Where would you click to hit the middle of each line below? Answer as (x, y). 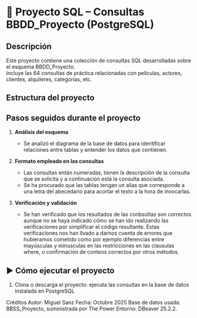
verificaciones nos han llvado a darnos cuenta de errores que (98, 233)
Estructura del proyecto (51, 98)
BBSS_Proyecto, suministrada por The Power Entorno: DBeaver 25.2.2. (92, 309)
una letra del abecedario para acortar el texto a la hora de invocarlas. (107, 192)
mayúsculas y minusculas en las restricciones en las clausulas (99, 246)
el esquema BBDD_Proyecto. (41, 67)
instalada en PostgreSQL (44, 291)
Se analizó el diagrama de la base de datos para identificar (94, 143)
